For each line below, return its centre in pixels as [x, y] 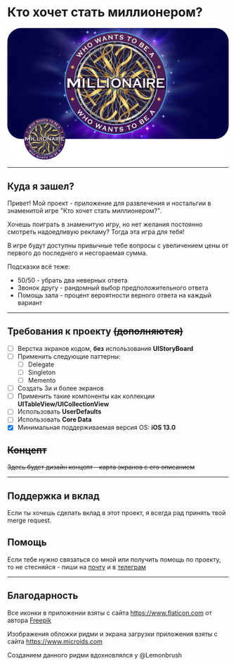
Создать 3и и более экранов [60, 388]
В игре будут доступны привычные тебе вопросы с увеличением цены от [118, 245]
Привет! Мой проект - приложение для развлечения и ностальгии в [109, 203]
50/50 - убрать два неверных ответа [72, 280]
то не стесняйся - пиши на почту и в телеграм [77, 567]
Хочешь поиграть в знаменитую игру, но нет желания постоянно [105, 224]
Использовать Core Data [54, 419]
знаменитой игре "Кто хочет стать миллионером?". [84, 211]
